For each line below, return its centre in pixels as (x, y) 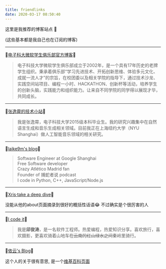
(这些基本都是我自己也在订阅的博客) (41, 40)
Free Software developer (42, 163)
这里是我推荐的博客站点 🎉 (31, 29)
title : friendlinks (25, 10)
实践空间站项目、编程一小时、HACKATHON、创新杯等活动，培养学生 (87, 84)
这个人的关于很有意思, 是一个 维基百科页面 (47, 261)
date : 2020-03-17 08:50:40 (33, 14)
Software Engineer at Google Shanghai (57, 158)
